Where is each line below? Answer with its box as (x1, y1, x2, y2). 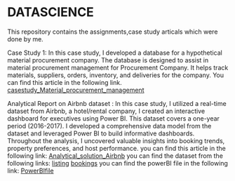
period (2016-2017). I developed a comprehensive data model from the (7, 121, 212, 130)
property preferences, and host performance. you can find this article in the (7, 144, 226, 152)
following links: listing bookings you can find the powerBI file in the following (7, 159, 228, 167)
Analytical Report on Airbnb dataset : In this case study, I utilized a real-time (7, 99, 227, 107)
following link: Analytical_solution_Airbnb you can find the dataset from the (7, 152, 223, 160)
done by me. (7, 34, 43, 43)
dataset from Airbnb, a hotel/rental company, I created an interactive (7, 107, 206, 115)
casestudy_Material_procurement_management (7, 86, 145, 94)
